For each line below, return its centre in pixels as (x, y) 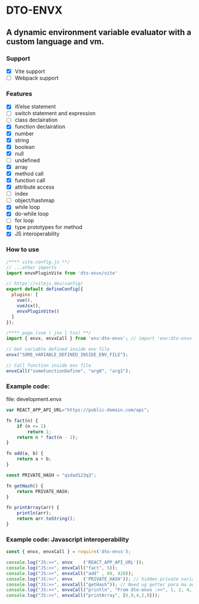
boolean (25, 147)
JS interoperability (37, 234)
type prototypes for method (49, 227)
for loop (24, 221)
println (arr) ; (34, 513)
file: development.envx (34, 399)
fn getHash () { (25, 486)
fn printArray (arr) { (33, 508)
